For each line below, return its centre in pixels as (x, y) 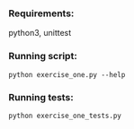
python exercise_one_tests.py (65, 116)
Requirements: (41, 13)
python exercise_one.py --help (67, 74)
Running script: (43, 56)
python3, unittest (40, 33)
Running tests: (41, 97)
